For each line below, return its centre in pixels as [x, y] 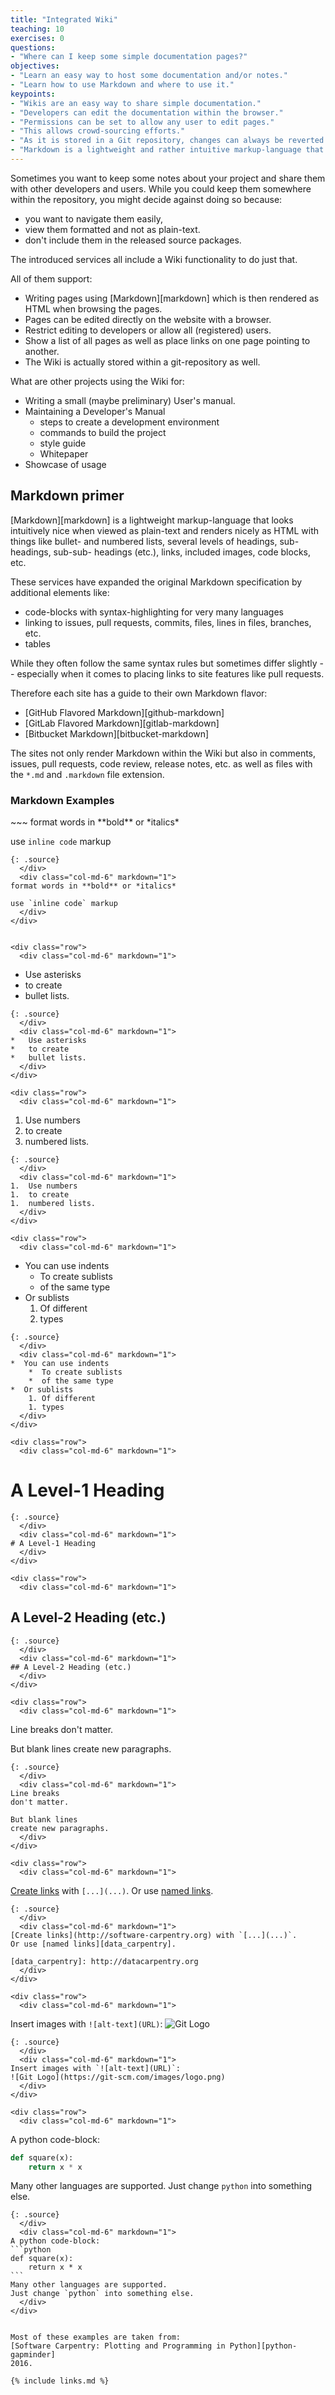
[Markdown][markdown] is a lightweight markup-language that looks [152, 520]
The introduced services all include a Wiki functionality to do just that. [154, 259]
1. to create [40, 1194]
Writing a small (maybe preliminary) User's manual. [130, 400]
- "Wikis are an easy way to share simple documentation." [136, 103]
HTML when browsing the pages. [93, 308]
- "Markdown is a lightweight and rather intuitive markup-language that [167, 150]
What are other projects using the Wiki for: [97, 381]
